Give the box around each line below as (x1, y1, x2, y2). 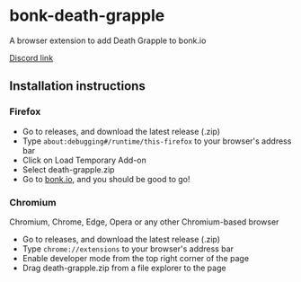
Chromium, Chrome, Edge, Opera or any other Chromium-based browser (9, 216, 279, 227)
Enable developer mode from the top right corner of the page (22, 252, 250, 263)
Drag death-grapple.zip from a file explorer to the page (22, 262, 226, 273)
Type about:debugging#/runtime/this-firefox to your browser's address (22, 136, 292, 146)
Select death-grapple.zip (22, 163, 115, 175)
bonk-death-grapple (9, 5, 165, 26)
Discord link (9, 52, 54, 63)
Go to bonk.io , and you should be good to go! (22, 173, 190, 184)
